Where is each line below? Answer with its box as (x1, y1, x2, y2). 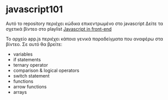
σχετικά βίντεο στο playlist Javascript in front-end (6, 26, 112, 32)
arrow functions (13, 83, 47, 90)
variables (13, 51, 33, 57)
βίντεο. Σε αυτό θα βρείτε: (6, 41, 63, 47)
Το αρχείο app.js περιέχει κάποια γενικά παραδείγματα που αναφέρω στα (6, 36, 163, 42)
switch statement (13, 72, 50, 79)
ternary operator (13, 62, 48, 68)
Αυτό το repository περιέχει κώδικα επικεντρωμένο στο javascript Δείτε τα (6, 20, 163, 27)
